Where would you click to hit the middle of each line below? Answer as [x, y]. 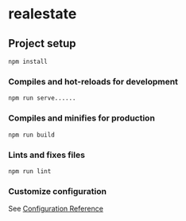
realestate [43, 14]
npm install [28, 61]
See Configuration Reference [56, 209]
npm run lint [30, 171]
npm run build [32, 135]
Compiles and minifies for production [81, 118]
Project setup [43, 43]
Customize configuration [58, 191]
